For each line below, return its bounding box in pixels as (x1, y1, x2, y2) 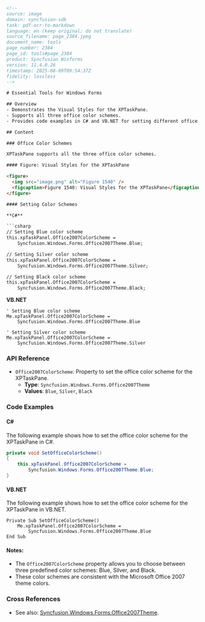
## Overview (6, 101, 37, 108)
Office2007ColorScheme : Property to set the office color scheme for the (15, 368, 193, 375)
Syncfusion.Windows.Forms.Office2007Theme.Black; (17, 285, 146, 291)
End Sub (6, 534, 26, 540)
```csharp (6, 223, 32, 230)
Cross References (6, 595, 61, 604)
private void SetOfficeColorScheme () (6, 450, 103, 456)
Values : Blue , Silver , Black (24, 387, 93, 395)
